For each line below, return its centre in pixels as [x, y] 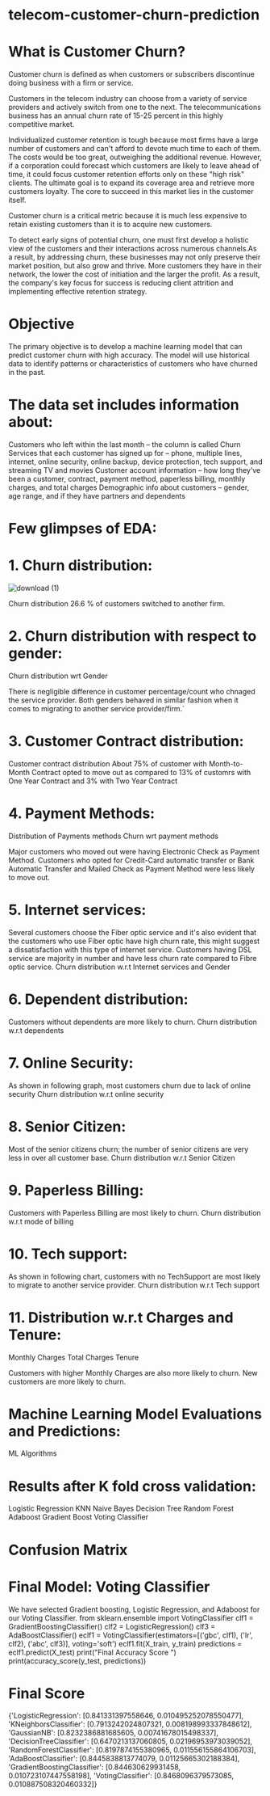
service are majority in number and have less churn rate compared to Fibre [133, 958]
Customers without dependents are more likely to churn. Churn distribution [133, 1022]
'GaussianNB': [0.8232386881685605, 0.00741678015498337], [114, 1733]
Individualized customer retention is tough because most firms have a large [133, 140]
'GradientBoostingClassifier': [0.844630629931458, [95, 1767]
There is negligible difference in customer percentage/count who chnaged [132, 692]
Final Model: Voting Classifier [109, 1587]
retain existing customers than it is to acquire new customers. [110, 225]
